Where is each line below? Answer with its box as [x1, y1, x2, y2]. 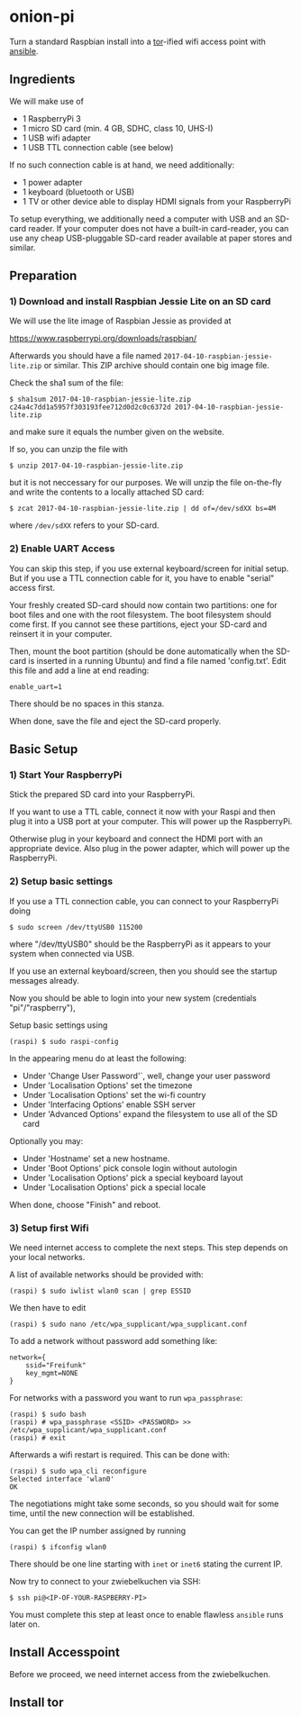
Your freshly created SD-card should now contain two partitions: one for [9, 599, 278, 610]
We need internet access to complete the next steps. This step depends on [9, 1242, 288, 1253]
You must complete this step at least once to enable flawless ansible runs [9, 1610, 284, 1621]
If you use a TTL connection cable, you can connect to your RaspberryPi [9, 895, 279, 906]
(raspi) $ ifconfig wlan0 [9, 1543, 106, 1552]
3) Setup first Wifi [9, 1221, 89, 1234]
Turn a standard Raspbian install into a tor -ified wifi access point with [9, 36, 266, 47]
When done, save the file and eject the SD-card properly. [9, 715, 222, 726]
